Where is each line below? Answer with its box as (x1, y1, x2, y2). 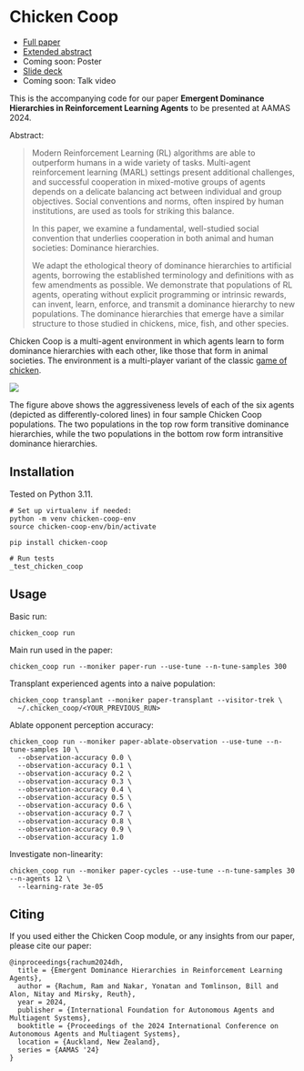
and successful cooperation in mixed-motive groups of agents (31, 176, 266, 187)
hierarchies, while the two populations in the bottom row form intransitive (9, 428, 284, 439)
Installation (9, 464, 75, 480)
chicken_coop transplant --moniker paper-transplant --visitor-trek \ (9, 695, 283, 704)
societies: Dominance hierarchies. (31, 242, 159, 253)
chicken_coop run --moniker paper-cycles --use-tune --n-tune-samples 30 (9, 866, 296, 875)
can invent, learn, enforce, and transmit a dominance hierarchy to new (31, 298, 296, 309)
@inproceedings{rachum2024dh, (9, 958, 125, 967)
